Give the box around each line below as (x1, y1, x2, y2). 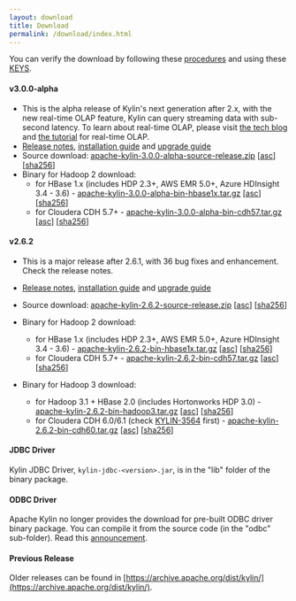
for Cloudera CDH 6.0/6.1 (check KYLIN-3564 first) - (34, 415, 226, 426)
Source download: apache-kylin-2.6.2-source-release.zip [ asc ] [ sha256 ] (21, 299, 287, 310)
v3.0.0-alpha (9, 83, 59, 94)
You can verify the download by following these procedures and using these (9, 54, 287, 65)
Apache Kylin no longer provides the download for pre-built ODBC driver (9, 514, 274, 525)
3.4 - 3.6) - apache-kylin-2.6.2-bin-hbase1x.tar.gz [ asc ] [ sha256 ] (34, 343, 273, 354)
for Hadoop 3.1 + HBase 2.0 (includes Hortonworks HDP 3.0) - (34, 396, 262, 407)
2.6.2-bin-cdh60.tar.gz (34, 424, 118, 435)
